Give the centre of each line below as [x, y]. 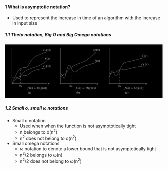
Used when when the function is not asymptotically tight [78, 126]
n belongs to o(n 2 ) [39, 131]
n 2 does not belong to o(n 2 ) [48, 138]
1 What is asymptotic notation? [38, 7]
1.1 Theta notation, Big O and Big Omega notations [58, 34]
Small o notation [29, 120]
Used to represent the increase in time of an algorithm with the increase [86, 18]
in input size [25, 23]
